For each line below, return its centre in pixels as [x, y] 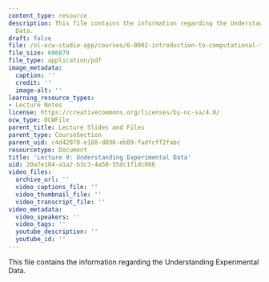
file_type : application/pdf [55, 61]
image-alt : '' [39, 90]
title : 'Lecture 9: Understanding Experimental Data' [100, 157]
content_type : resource [48, 16]
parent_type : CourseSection [55, 135]
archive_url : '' [42, 180]
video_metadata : [35, 209]
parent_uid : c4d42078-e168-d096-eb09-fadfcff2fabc [94, 142]
